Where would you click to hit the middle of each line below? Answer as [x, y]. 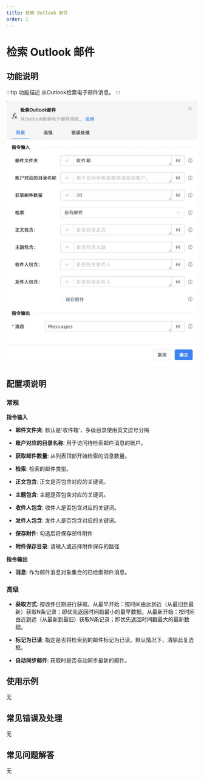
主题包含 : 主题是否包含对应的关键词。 [62, 495]
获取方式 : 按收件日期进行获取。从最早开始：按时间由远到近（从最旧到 [102, 604]
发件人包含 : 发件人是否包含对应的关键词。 [67, 521]
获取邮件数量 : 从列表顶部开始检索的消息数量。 [73, 456]
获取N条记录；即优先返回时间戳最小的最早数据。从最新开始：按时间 [110, 611]
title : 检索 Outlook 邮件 [37, 13]
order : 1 [17, 19]
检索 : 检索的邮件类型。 [43, 469]
